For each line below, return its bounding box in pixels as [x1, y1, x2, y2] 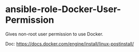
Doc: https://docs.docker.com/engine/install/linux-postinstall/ [5, 40, 134, 46]
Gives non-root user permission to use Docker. [5, 31, 103, 37]
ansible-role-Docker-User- [5, 4, 121, 15]
